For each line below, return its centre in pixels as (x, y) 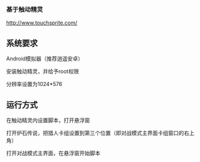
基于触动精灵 (25, 9)
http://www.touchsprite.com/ (42, 23)
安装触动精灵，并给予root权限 (43, 71)
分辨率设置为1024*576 (34, 84)
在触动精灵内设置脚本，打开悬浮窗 (48, 120)
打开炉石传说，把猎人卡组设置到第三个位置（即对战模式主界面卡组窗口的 (95, 133)
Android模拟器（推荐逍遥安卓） (45, 59)
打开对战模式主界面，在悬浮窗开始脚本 (53, 153)
